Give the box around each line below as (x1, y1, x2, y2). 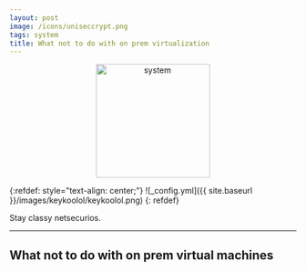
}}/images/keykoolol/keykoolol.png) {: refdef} (9, 195, 180, 206)
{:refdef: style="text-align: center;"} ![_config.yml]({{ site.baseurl (9, 186, 253, 196)
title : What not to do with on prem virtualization (9, 38, 209, 48)
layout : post (9, 13, 59, 23)
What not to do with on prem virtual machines (9, 247, 274, 263)
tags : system (9, 30, 59, 39)
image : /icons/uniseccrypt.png (9, 22, 128, 31)
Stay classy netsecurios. (9, 213, 102, 224)
